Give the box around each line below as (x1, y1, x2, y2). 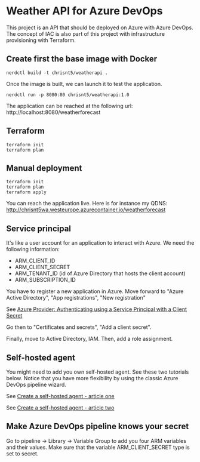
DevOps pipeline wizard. (6, 381, 67, 388)
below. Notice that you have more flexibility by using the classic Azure (6, 375, 179, 381)
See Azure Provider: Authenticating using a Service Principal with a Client (6, 306, 187, 313)
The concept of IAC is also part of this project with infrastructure (6, 30, 165, 37)
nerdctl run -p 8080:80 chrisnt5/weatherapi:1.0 (6, 91, 130, 98)
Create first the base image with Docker (6, 54, 158, 64)
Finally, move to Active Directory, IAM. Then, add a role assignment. (6, 335, 173, 343)
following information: (6, 246, 60, 253)
